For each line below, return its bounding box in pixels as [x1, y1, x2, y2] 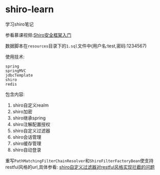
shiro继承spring [12, 115, 46, 121]
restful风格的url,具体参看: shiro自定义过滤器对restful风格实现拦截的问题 [5, 164, 155, 170]
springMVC [5, 68, 27, 73]
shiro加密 [12, 108, 33, 114]
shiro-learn [5, 4, 54, 15]
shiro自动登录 [12, 146, 42, 153]
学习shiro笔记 [5, 21, 34, 27]
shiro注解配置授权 [12, 121, 51, 127]
